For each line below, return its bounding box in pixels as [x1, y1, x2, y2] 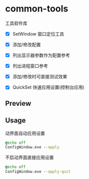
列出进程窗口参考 [12, 63, 48, 69]
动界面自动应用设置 [5, 130, 45, 136]
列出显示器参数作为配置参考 [12, 52, 70, 58]
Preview [5, 99, 32, 108]
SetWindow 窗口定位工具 [12, 31, 64, 37]
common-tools [5, 3, 69, 15]
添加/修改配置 [12, 42, 41, 48]
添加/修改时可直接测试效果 [12, 74, 67, 80]
